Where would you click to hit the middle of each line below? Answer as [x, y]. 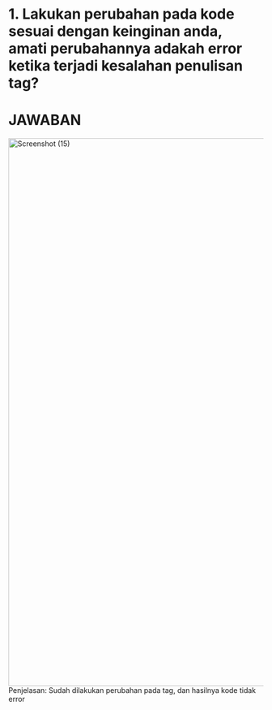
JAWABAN [45, 120]
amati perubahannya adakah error [125, 49]
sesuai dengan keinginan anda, [115, 31]
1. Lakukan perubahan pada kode [121, 14]
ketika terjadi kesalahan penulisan [126, 66]
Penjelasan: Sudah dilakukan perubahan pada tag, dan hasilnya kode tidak [132, 691]
